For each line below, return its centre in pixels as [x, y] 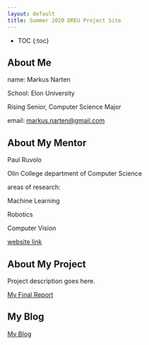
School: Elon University [41, 93]
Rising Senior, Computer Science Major [64, 107]
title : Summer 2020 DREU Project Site [64, 20]
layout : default [31, 14]
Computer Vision [32, 228]
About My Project [47, 264]
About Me [29, 62]
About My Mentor [47, 143]
